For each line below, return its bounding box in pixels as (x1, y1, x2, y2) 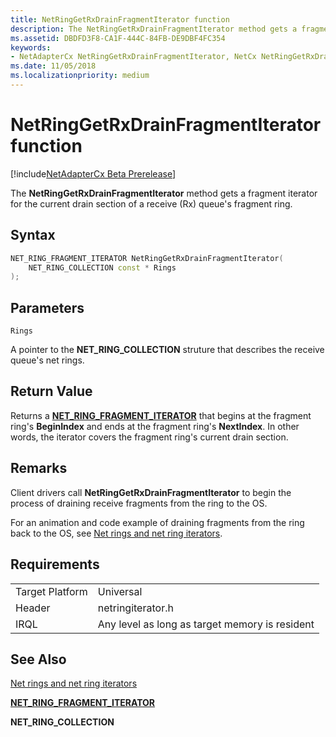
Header (15, 601, 51, 615)
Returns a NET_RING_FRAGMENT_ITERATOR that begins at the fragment (10, 409, 312, 421)
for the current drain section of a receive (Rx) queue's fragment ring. (10, 197, 293, 210)
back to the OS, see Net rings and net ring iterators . (10, 527, 223, 539)
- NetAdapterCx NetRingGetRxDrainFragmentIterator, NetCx (10, 52, 257, 62)
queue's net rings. (10, 354, 85, 366)
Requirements (10, 556, 100, 573)
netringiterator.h (97, 601, 174, 615)
